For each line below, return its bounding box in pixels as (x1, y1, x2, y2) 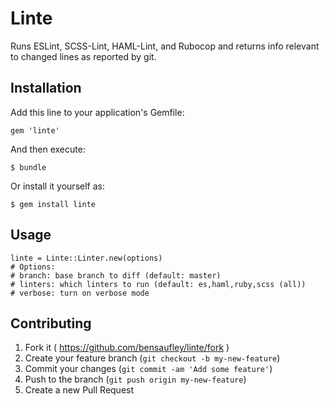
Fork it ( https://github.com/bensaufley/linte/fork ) (24, 342, 230, 354)
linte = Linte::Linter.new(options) (10, 253, 163, 263)
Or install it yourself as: (10, 180, 105, 192)
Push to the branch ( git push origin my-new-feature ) (24, 373, 247, 386)
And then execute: (10, 143, 86, 155)
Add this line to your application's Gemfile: (10, 106, 185, 118)
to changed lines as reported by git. (10, 50, 157, 62)
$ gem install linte (10, 199, 97, 209)
